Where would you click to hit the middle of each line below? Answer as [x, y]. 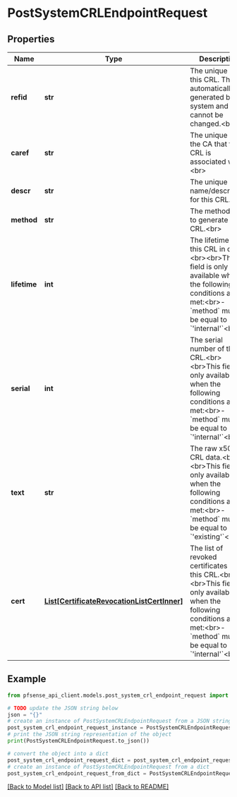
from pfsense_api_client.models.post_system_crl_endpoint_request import [118, 695]
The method [210, 211]
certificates [209, 566]
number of [207, 349]
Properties [31, 39]
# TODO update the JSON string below [63, 708]
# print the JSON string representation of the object [90, 735]
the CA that [209, 144]
